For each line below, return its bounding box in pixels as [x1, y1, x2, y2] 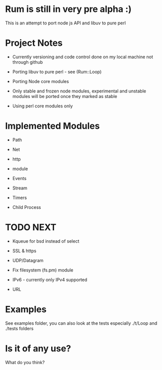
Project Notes [5, 37, 63, 49]
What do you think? [5, 359, 45, 365]
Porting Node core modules [12, 78, 69, 84]
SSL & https [12, 248, 36, 254]
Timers [12, 194, 27, 200]
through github [12, 59, 43, 65]
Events [12, 175, 27, 181]
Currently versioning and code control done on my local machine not [12, 54, 153, 60]
